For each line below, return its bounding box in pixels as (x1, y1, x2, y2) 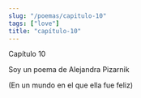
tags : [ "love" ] (8, 19, 60, 28)
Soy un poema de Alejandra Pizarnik (8, 65, 130, 75)
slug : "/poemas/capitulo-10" (8, 11, 107, 20)
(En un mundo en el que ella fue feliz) (8, 80, 134, 90)
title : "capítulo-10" (8, 27, 82, 35)
